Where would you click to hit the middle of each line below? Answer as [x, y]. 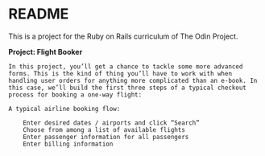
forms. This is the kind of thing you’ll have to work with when [120, 73]
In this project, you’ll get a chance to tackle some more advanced [126, 66]
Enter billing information [68, 144]
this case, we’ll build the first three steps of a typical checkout [128, 88]
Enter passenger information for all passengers [106, 137]
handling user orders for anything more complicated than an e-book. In [133, 80]
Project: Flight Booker [46, 51]
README [39, 14]
